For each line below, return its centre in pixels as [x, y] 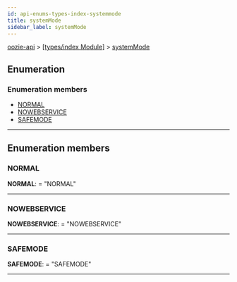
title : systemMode [34, 20]
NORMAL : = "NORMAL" [42, 183]
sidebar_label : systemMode [47, 27]
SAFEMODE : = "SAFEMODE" [49, 264]
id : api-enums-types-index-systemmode [64, 14]
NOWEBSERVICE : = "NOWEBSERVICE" [65, 224]
